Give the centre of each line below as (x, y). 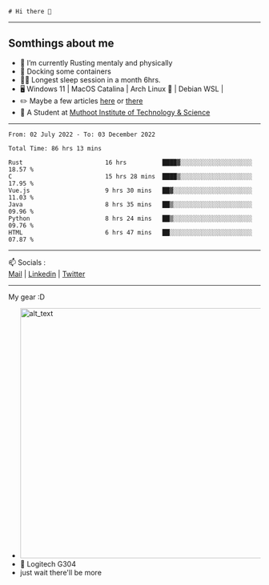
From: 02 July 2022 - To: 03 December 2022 (82, 134)
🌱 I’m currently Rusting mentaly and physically (96, 62)
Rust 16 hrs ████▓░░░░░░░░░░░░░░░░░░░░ (130, 162)
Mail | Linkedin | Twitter (47, 274)
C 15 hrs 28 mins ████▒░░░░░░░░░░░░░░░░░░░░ (130, 176)
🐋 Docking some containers (66, 71)
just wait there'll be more (61, 572)
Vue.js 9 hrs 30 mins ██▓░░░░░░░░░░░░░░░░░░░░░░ (130, 190)
